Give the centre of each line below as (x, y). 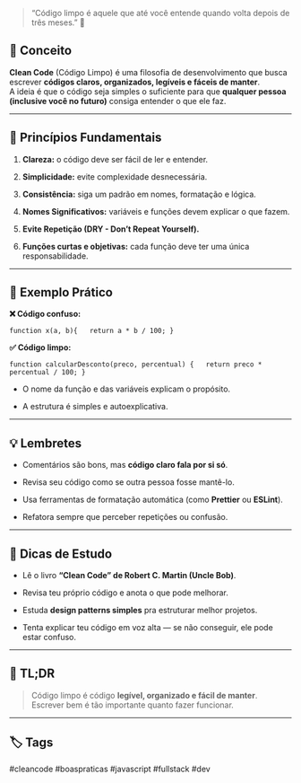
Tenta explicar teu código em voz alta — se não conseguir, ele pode (147, 628)
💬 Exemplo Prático (61, 292)
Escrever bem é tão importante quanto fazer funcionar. (133, 705)
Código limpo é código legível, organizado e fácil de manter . (144, 695)
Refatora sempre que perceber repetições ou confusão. (125, 517)
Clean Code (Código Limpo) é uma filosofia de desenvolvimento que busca (149, 72)
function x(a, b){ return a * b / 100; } (92, 331)
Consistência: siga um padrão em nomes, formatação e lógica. (139, 194)
